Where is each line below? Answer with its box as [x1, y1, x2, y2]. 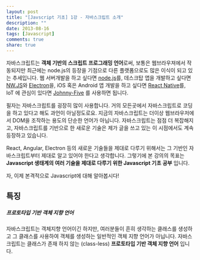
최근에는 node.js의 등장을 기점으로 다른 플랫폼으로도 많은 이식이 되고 [26, 66, 187, 74]
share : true [6, 42, 36, 48]
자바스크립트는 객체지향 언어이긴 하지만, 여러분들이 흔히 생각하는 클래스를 [6, 225, 177, 233]
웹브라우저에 [165, 109, 195, 117]
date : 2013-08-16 [6, 25, 50, 32]
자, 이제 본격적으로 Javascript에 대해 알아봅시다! [6, 172, 119, 179]
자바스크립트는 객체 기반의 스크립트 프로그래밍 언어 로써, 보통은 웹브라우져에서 [6, 59, 186, 66]
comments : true [6, 36, 44, 42]
